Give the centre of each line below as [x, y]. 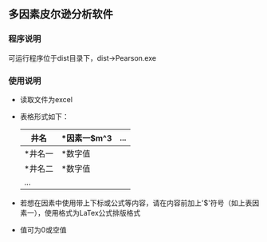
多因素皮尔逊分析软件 [61, 14]
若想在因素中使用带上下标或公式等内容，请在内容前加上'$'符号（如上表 [136, 203]
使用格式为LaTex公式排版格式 [92, 212]
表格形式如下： [44, 116]
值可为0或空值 [43, 229]
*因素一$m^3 [86, 138]
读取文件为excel [46, 99]
